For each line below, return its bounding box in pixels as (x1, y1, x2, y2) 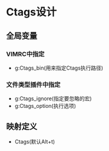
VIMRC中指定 (6, 50, 45, 58)
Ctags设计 (6, 5, 57, 19)
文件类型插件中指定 (6, 80, 61, 88)
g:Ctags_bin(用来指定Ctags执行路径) (14, 64, 104, 71)
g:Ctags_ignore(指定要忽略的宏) (14, 95, 93, 102)
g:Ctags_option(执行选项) (14, 103, 77, 110)
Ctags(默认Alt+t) (14, 138, 55, 145)
